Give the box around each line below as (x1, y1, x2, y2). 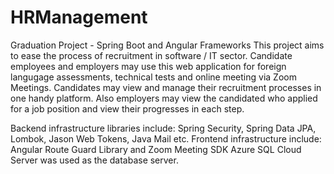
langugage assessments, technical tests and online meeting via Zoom (10, 71, 297, 83)
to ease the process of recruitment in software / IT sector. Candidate (10, 49, 293, 61)
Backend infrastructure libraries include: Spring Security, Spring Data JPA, (10, 122, 317, 134)
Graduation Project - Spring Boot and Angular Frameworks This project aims (10, 39, 325, 51)
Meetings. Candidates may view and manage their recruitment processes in (10, 81, 322, 93)
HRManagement (10, 6, 148, 29)
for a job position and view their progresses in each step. (10, 102, 245, 115)
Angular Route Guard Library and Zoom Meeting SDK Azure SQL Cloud (10, 143, 302, 155)
